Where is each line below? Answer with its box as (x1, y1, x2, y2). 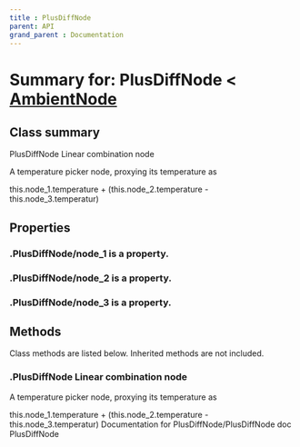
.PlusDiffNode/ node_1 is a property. (9, 247, 170, 260)
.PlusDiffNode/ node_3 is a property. (9, 296, 172, 309)
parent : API (9, 22, 55, 31)
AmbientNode (9, 88, 117, 109)
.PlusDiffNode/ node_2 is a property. (9, 272, 173, 284)
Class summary (9, 124, 100, 140)
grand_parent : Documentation (9, 30, 125, 39)
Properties (9, 220, 71, 235)
